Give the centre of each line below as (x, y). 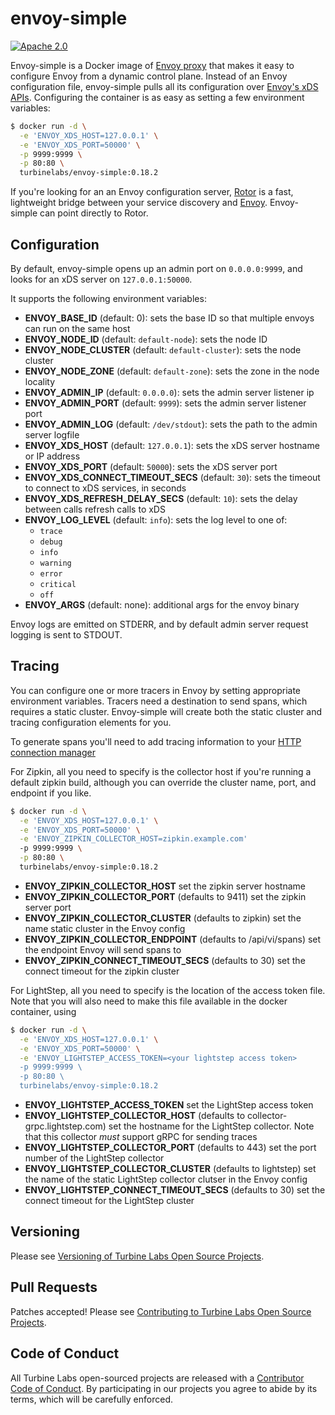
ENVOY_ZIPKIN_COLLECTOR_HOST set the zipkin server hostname (165, 886)
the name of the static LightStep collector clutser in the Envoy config (166, 1179)
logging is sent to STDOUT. (66, 635)
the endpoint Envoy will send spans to (103, 949)
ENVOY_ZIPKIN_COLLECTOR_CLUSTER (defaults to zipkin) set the (163, 918)
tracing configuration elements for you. (91, 722)
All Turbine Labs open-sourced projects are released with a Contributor (157, 1378)
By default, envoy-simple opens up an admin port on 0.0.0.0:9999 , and (156, 268)
